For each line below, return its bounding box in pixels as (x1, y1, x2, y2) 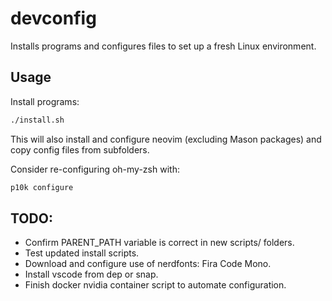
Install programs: (10, 95, 80, 107)
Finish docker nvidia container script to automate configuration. (24, 279, 287, 291)
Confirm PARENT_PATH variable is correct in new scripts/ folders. (24, 237, 295, 249)
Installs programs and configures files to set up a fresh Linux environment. (10, 40, 317, 52)
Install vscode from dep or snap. (24, 268, 159, 281)
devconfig (10, 7, 97, 30)
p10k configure (10, 182, 74, 192)
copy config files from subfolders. (10, 143, 150, 156)
